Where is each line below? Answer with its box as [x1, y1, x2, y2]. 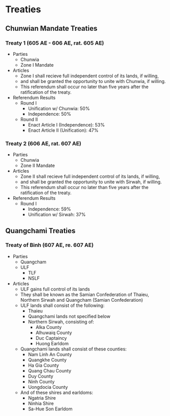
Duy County [28, 373, 54, 379]
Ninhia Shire [28, 400, 54, 406]
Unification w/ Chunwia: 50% [28, 105, 90, 111]
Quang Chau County [28, 367, 72, 373]
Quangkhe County [28, 357, 67, 363]
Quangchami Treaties [5, 226, 76, 235]
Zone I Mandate [20, 61, 54, 68]
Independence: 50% [28, 111, 72, 117]
